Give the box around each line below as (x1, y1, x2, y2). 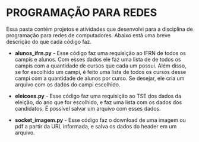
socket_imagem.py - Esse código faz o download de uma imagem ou (14, 116, 186, 124)
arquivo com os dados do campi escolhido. (14, 80, 121, 88)
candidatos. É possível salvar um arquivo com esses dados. (14, 105, 162, 112)
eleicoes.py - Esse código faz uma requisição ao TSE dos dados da (14, 92, 182, 99)
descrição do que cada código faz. (6, 38, 92, 45)
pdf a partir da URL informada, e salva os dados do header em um (14, 122, 177, 130)
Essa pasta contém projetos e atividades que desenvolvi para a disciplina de (6, 25, 193, 33)
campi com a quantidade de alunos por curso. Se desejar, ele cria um (14, 75, 185, 82)
